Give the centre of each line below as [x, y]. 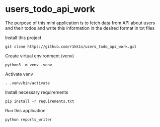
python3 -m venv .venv [29, 65]
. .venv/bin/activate [28, 83]
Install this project [23, 38]
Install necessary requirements [37, 92]
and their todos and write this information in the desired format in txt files [80, 28]
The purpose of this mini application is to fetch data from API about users [80, 23]
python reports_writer [29, 120]
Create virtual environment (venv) [40, 56]
